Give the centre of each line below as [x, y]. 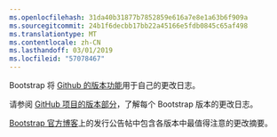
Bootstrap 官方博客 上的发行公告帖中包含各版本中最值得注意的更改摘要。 [141, 123]
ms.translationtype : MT [53, 34]
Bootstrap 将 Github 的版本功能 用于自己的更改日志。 [105, 85]
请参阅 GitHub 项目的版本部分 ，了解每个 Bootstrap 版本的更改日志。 [134, 104]
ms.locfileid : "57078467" [57, 59]
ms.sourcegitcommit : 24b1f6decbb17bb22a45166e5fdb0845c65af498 [129, 26]
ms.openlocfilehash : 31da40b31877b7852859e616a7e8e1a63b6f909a [129, 17]
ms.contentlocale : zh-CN [55, 42]
